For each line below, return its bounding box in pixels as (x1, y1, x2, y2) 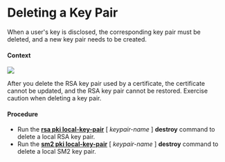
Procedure (7, 109, 38, 118)
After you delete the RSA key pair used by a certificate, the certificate (7, 80, 206, 88)
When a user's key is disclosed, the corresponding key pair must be (7, 28, 201, 36)
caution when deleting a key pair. (7, 94, 102, 102)
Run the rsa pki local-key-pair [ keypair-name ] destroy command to (17, 125, 215, 134)
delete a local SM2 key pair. (17, 147, 97, 156)
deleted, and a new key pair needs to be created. (7, 35, 147, 43)
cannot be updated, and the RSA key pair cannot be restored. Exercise (7, 87, 208, 95)
